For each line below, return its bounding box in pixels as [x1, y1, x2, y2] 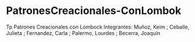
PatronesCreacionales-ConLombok [6, 4, 182, 17]
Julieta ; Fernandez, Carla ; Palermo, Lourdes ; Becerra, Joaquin [6, 29, 161, 36]
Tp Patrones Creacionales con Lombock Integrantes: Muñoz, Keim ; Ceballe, [6, 23, 190, 30]
